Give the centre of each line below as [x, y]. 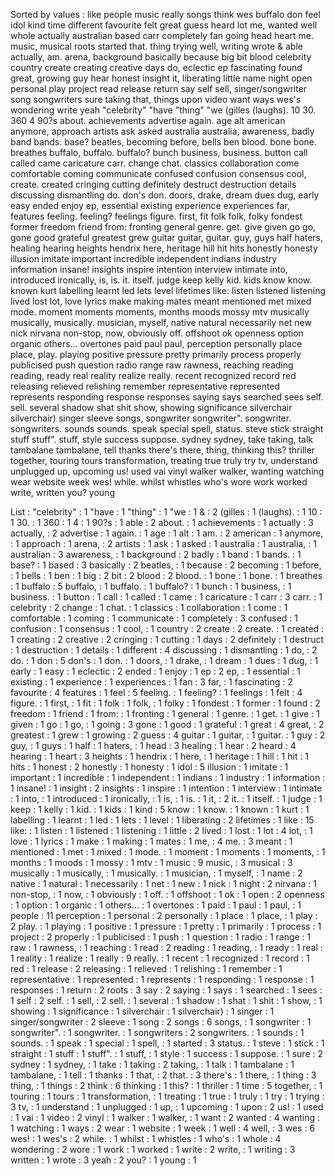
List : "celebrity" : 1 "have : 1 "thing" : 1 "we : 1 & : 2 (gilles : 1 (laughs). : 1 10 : [166, 512]
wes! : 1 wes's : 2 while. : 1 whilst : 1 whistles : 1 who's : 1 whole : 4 [146, 1138]
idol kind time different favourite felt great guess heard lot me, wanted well [164, 25]
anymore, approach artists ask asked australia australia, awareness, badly [162, 131]
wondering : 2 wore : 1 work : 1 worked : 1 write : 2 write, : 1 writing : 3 [153, 1149]
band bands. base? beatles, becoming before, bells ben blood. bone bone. [164, 142]
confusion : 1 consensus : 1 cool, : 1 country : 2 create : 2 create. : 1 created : [167, 628]
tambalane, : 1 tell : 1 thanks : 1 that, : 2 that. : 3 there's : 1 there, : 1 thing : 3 [163, 1075]
